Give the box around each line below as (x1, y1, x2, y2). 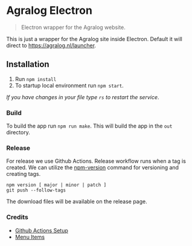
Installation (6, 59, 50, 70)
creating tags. (6, 170, 41, 178)
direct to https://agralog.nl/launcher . (6, 42, 97, 49)
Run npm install (14, 75, 57, 82)
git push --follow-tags (6, 187, 66, 193)
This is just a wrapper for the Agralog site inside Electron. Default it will (6, 35, 182, 42)
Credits (6, 213, 28, 221)
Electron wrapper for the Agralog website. (21, 24, 126, 31)
